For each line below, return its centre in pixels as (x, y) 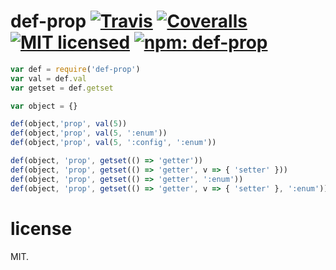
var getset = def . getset (62, 88)
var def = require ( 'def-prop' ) (75, 69)
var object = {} (44, 106)
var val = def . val (48, 78)
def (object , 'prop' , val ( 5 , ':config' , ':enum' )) (113, 143)
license (41, 228)
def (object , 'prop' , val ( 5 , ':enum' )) (89, 133)
